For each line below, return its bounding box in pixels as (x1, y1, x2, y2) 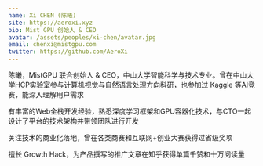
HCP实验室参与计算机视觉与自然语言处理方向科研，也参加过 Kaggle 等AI (14, 80, 249, 89)
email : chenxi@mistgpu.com (8, 41, 97, 49)
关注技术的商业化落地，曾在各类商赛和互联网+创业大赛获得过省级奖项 (8, 133, 233, 142)
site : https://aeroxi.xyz (8, 19, 93, 27)
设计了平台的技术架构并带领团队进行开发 (8, 117, 139, 125)
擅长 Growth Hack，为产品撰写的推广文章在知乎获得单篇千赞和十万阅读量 (8, 150, 245, 159)
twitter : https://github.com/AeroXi (8, 48, 128, 56)
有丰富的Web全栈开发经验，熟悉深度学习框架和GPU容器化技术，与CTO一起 (8, 106, 252, 116)
